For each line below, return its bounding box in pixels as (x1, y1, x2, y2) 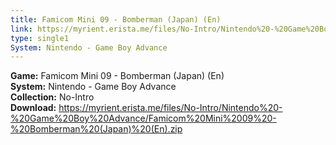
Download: (10, 102, 57, 114)
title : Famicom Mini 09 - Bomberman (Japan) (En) (10, 14, 222, 25)
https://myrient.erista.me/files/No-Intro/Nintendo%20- (58, 102, 283, 114)
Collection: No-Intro (10, 91, 95, 103)
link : (10, 24, 33, 34)
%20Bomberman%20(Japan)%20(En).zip (10, 123, 183, 135)
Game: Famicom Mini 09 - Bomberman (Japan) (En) (10, 70, 225, 82)
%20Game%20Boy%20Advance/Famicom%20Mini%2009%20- (10, 112, 277, 125)
